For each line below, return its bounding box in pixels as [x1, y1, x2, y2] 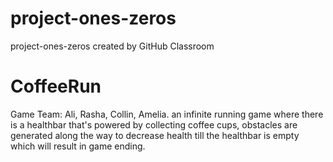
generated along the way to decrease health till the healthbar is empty [10, 129, 300, 141]
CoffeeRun [10, 75, 102, 98]
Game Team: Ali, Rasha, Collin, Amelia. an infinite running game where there [10, 108, 324, 120]
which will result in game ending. [10, 140, 146, 152]
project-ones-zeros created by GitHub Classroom [10, 40, 215, 52]
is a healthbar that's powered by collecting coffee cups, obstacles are [10, 118, 298, 131]
